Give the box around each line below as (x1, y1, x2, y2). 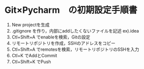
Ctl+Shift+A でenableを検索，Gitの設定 (11, 34, 90, 40)
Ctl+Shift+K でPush (11, 59, 51, 65)
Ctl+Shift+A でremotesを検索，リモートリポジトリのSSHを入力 (11, 46, 140, 52)
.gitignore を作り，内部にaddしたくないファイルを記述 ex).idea (11, 28, 139, 34)
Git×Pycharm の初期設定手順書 (4, 4, 138, 16)
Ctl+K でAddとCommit (11, 52, 58, 58)
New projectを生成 (11, 22, 50, 28)
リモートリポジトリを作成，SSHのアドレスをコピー (11, 40, 116, 46)
